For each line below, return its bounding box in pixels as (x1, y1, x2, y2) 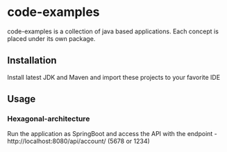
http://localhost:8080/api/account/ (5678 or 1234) (7, 137, 151, 146)
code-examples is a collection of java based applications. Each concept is (7, 27, 219, 35)
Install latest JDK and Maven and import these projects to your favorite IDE (7, 73, 221, 81)
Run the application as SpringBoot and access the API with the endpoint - (7, 130, 217, 138)
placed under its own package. (7, 34, 96, 42)
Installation (7, 55, 57, 67)
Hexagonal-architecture (7, 114, 90, 124)
